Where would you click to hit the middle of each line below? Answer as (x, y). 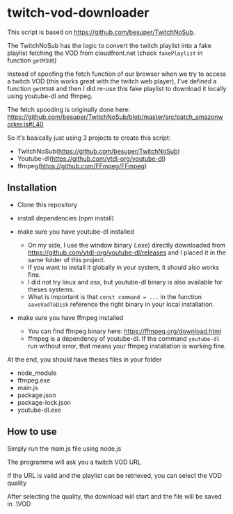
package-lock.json (44, 402)
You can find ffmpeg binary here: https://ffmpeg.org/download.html (124, 331)
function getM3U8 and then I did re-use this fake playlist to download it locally (117, 88)
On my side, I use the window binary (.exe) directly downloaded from (127, 245)
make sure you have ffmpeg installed (70, 317)
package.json (37, 395)
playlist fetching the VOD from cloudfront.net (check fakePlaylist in (105, 53)
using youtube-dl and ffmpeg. (50, 96)
